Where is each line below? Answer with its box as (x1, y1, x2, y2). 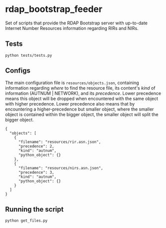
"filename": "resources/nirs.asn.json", (18, 165, 103, 170)
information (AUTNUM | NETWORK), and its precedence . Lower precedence (5, 90, 162, 96)
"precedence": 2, (18, 143, 55, 149)
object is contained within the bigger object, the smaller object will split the (5, 111, 159, 117)
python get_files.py (5, 218, 48, 224)
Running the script (5, 205, 64, 214)
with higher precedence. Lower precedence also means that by (5, 101, 135, 107)
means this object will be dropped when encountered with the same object (5, 96, 158, 102)
